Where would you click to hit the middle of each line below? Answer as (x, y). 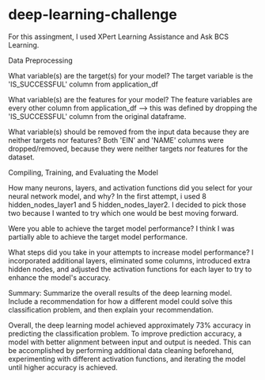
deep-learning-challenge (93, 15)
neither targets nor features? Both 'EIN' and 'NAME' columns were (116, 140)
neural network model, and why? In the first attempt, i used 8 (108, 196)
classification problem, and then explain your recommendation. (111, 309)
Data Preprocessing (40, 60)
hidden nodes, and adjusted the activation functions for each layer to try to (130, 269)
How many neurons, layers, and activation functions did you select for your (131, 187)
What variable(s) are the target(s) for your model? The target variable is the (131, 75)
